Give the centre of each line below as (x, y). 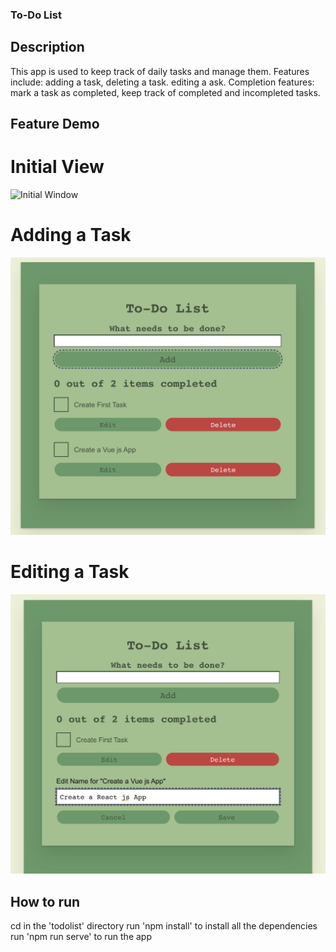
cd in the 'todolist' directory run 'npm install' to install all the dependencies (164, 926)
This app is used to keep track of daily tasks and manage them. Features (160, 71)
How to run (45, 901)
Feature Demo (55, 124)
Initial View (57, 167)
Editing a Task (70, 572)
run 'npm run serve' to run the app (81, 937)
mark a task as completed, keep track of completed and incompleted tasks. (165, 92)
